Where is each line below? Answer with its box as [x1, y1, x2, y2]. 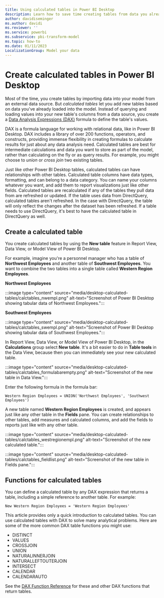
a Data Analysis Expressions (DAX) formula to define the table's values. [5, 116, 149, 122]
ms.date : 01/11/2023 [5, 44, 47, 48]
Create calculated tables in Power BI [5, 69, 155, 80]
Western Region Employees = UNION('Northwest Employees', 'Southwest [5, 393, 150, 399]
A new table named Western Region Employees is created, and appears [5, 407, 151, 413]
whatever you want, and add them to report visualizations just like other [5, 182, 149, 188]
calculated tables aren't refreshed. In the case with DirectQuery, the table [5, 198, 153, 204]
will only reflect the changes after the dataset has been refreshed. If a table [5, 203, 157, 209]
